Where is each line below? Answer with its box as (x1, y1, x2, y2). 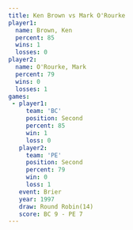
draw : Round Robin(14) (18, 202, 93, 210)
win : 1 (25, 129, 47, 137)
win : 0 (25, 173, 47, 182)
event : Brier (18, 187, 62, 196)
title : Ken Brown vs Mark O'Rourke (8, 11, 126, 20)
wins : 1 (15, 41, 41, 49)
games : (8, 92, 30, 100)
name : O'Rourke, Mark (15, 63, 87, 71)
